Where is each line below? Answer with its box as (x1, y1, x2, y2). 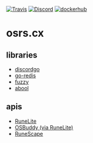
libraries (6, 50, 37, 60)
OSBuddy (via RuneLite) (14, 123, 73, 131)
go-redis (14, 72, 36, 79)
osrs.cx (6, 27, 44, 40)
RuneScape (14, 130, 43, 137)
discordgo (14, 66, 40, 72)
